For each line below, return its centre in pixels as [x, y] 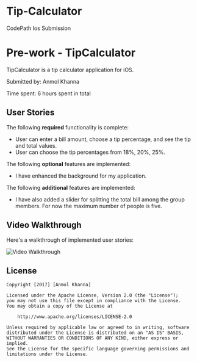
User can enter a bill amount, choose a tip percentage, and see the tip [103, 139]
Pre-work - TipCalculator [71, 53]
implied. [17, 344]
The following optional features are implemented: [69, 164]
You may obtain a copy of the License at [60, 306]
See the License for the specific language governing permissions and [98, 349]
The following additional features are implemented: [71, 187]
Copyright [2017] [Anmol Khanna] [49, 285]
